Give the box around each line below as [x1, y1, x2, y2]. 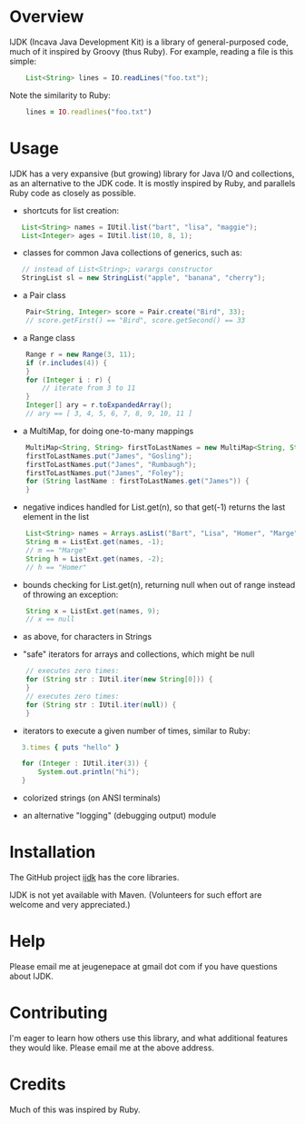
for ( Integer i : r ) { [25, 375, 112, 384]
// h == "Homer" [25, 562, 88, 572]
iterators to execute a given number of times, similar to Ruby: [22, 725, 251, 736]
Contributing [9, 1002, 108, 1023]
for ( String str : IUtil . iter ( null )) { [25, 700, 177, 710]
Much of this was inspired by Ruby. [9, 1104, 141, 1115]
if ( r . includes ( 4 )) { [25, 358, 107, 367]
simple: [9, 55, 37, 66]
